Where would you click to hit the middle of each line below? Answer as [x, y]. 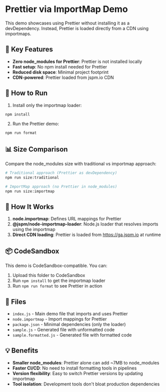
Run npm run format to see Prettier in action [57, 286]
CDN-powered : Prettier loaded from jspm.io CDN [63, 77]
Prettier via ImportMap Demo [67, 9]
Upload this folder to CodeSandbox [49, 275]
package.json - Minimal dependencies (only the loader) [69, 324]
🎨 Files [16, 302]
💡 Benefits [22, 351]
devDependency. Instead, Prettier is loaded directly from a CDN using [77, 28]
